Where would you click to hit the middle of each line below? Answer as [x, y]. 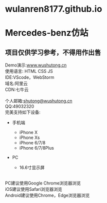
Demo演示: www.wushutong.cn [36, 65]
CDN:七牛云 [17, 90]
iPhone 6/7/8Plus [37, 148]
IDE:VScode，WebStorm [30, 77]
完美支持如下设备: [23, 112]
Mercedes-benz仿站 [47, 33]
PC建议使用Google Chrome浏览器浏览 [43, 183]
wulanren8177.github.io [53, 9]
